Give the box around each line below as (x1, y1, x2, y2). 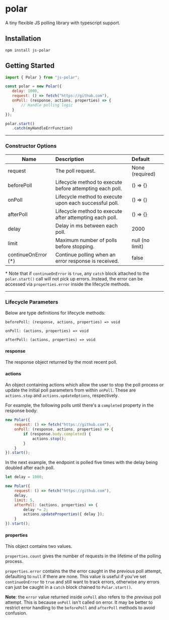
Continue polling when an (55, 251, 116, 258)
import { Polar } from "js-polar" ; (5, 75, 80, 80)
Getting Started (5, 62, 55, 70)
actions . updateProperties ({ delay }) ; (23, 512, 105, 517)
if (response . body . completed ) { (23, 431, 92, 436)
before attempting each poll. (55, 185, 122, 192)
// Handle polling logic (21, 102, 73, 107)
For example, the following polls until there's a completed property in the (5, 402, 154, 409)
